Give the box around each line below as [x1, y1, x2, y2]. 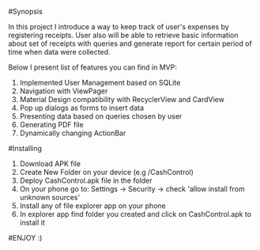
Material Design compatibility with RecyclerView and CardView [19, 95, 225, 104]
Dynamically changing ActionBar [19, 128, 126, 138]
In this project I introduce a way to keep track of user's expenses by [8, 22, 229, 31]
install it [19, 218, 46, 227]
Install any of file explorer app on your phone [19, 201, 166, 210]
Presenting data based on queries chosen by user [19, 112, 183, 121]
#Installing [8, 144, 42, 153]
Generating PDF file [19, 120, 85, 129]
